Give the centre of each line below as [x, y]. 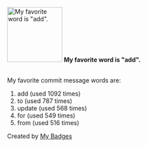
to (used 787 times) [45, 101]
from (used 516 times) [48, 123]
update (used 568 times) [52, 108]
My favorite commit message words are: [64, 80]
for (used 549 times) [46, 115]
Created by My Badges [39, 136]
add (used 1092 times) [49, 93]
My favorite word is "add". [102, 60]
